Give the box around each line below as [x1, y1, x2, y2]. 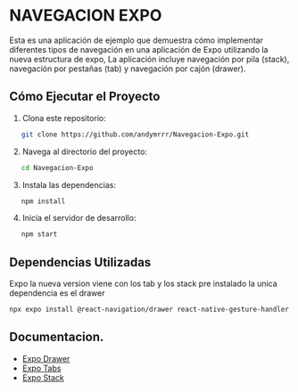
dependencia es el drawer [9, 288, 105, 298]
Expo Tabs [21, 363, 62, 373]
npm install [21, 197, 66, 206]
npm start [21, 230, 58, 239]
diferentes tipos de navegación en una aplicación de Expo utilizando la [9, 44, 269, 54]
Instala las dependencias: [21, 179, 116, 190]
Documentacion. [9, 330, 104, 345]
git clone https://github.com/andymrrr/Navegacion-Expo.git [21, 130, 250, 139]
